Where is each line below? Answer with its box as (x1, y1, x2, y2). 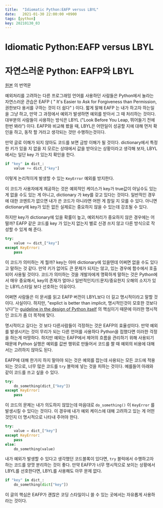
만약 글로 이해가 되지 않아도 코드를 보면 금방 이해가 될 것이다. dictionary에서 (5, 140, 149, 145)
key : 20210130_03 (5, 20, 40, 26)
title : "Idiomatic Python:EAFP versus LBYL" (5, 7, 98, 12)
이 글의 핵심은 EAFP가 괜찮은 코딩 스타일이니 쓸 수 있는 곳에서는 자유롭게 (5, 492, 143, 498)
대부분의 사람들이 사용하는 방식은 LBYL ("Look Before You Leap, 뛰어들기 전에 (5, 117, 155, 123)
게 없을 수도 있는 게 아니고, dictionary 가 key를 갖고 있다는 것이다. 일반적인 (5, 192, 147, 198)
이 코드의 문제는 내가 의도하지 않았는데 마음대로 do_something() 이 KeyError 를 (5, 402, 155, 408)
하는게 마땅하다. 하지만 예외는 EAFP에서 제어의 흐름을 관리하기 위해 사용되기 (10, 334, 154, 341)
